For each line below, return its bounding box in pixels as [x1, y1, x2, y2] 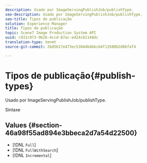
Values [5, 121, 27, 129]
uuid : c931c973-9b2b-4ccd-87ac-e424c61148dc [5, 35, 98, 40]
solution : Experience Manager [5, 21, 68, 26]
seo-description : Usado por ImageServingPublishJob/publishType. [5, 12, 143, 17]
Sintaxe [5, 106, 21, 112]
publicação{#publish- [44, 70, 136, 81]
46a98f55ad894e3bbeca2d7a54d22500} [5, 129, 138, 137]
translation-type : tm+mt [5, 40, 56, 45]
